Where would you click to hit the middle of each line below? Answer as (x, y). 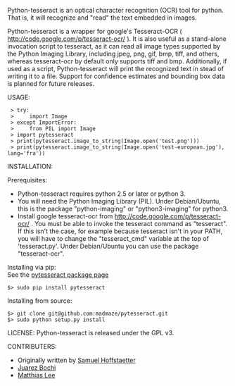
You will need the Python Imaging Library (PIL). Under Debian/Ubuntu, (119, 201)
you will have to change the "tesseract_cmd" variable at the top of (113, 238)
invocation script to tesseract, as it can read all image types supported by (114, 46)
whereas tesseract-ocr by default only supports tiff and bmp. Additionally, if (117, 61)
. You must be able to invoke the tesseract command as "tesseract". (129, 224)
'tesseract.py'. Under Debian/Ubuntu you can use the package (108, 246)
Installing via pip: (32, 267)
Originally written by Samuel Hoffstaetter (76, 360)
